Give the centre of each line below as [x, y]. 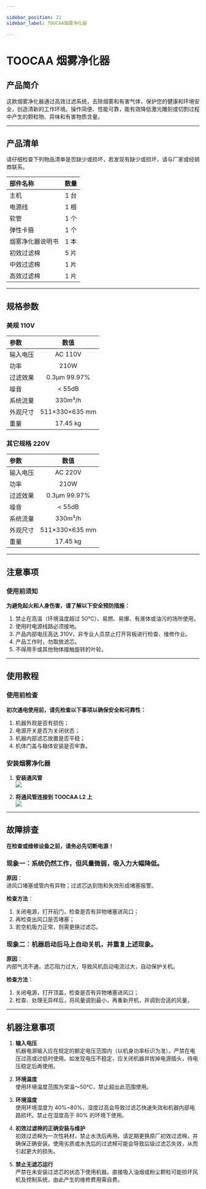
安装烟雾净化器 [29, 763]
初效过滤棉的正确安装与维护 [50, 1128]
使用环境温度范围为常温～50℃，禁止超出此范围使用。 [83, 1087]
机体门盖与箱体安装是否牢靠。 [53, 745]
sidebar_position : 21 [34, 17]
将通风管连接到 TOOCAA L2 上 [54, 797]
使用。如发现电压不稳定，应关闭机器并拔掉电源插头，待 [123, 1058]
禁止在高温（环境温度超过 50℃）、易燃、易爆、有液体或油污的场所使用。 [107, 618]
